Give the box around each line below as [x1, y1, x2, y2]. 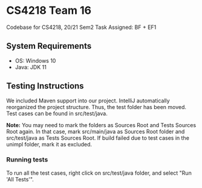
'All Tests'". [6, 175, 34, 183]
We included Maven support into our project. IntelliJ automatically [6, 97, 171, 104]
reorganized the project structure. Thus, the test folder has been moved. [6, 103, 186, 110]
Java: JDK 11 [15, 63, 47, 70]
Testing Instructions [6, 81, 84, 91]
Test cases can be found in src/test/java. [6, 110, 108, 117]
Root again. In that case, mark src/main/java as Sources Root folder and [6, 128, 185, 135]
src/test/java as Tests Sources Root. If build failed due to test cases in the [6, 134, 189, 142]
